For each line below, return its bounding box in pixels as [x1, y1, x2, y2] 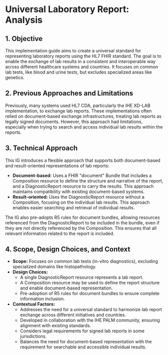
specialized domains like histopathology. [12, 264, 97, 270]
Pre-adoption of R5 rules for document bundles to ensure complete [20, 290, 160, 297]
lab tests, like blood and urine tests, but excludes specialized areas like [5, 69, 152, 75]
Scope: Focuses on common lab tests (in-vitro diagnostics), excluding [12, 258, 158, 264]
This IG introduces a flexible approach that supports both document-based [5, 157, 161, 163]
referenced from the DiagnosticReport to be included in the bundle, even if [5, 219, 160, 225]
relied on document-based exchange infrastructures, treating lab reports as [5, 113, 162, 119]
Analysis [5, 14, 43, 26]
